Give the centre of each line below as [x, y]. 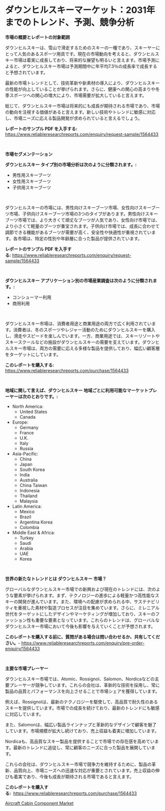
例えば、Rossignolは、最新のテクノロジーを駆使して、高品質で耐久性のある [82, 702]
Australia [29, 480]
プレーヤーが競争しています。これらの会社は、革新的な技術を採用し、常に [84, 685]
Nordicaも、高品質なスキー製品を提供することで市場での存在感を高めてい [80, 741]
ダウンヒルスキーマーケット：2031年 [80, 10]
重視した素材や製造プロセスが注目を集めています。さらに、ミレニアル [89, 608]
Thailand [29, 496]
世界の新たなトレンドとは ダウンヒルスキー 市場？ [56, 578]
